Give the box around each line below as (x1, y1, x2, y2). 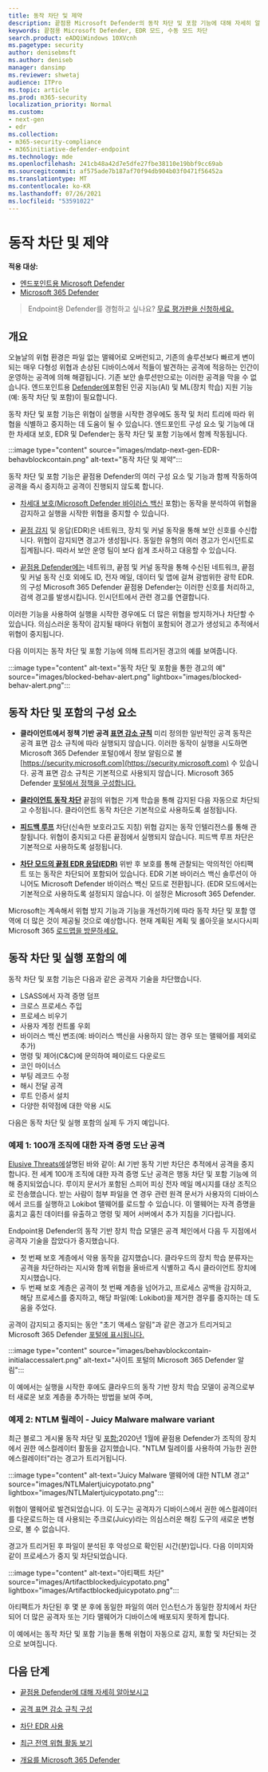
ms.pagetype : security (8, 41, 84, 49)
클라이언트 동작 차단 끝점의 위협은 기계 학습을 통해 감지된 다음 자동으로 (19, 795, 239, 805)
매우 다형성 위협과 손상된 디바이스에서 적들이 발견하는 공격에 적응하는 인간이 (22, 362, 260, 372)
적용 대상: (8, 262, 38, 271)
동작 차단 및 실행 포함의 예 (8, 951, 128, 965)
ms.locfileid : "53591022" (8, 197, 94, 205)
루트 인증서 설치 (19, 1091, 69, 1100)
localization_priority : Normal (8, 101, 112, 109)
